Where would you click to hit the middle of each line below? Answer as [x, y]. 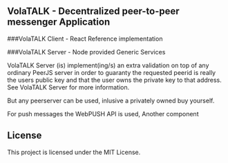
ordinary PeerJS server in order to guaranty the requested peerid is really [112, 72]
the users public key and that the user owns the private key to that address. [115, 80]
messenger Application [59, 22]
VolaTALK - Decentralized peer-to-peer [93, 11]
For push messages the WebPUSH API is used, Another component [103, 113]
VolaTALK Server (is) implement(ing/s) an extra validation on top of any [108, 65]
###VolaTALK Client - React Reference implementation [85, 39]
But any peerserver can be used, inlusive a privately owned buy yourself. [111, 100]
